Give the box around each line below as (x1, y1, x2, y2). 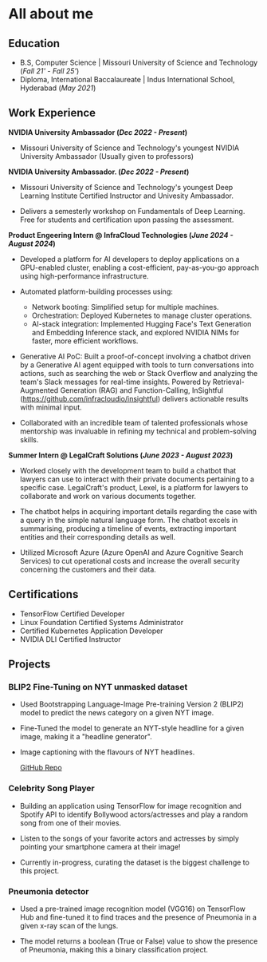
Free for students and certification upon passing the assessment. (19, 215, 234, 224)
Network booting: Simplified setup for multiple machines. (31, 302, 219, 311)
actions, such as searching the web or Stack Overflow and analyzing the (19, 368, 258, 378)
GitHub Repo (19, 763, 62, 773)
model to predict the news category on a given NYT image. (19, 708, 214, 718)
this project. (19, 865, 60, 875)
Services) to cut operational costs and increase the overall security (19, 556, 241, 565)
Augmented (19, 385, 59, 395)
